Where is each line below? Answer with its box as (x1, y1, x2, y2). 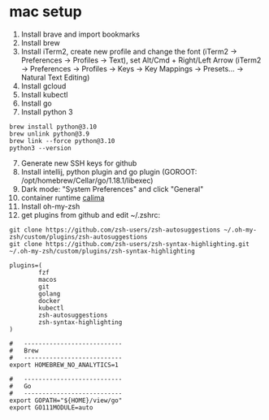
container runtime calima (20, 193, 105, 202)
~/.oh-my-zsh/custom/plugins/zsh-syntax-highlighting (9, 247, 196, 255)
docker (38, 297, 61, 305)
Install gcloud (20, 80, 67, 91)
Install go (20, 98, 52, 108)
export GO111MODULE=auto (9, 403, 93, 412)
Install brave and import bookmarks (20, 29, 141, 39)
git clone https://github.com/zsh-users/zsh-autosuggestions (9, 226, 221, 234)
